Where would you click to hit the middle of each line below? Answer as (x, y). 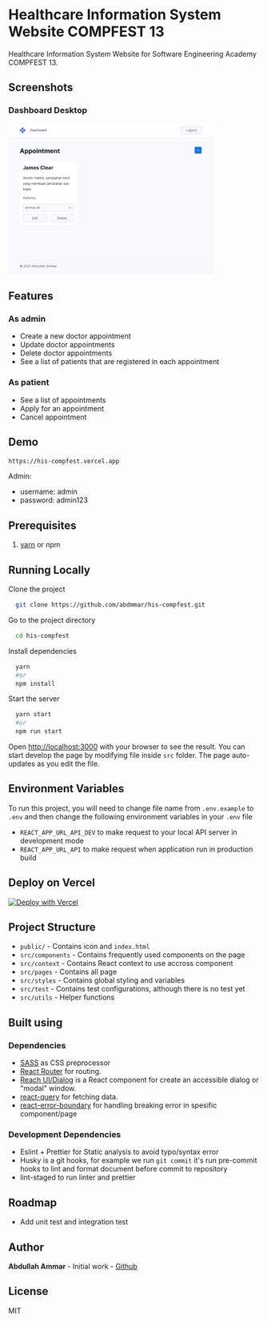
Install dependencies (43, 651)
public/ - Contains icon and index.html (85, 947)
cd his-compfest (42, 635)
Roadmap (33, 1202)
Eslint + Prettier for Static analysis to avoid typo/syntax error (119, 1152)
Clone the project (37, 589)
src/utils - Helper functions (67, 997)
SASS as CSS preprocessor (65, 1063)
